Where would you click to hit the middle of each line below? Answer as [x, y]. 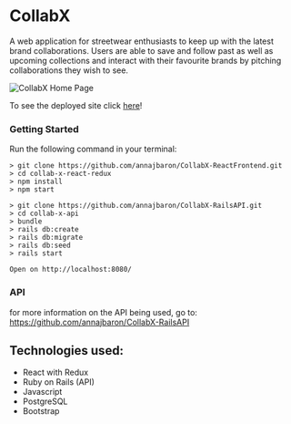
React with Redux [55, 372]
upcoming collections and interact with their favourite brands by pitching [145, 60]
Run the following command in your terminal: [93, 149]
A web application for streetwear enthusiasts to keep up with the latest [142, 41]
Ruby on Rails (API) [59, 382]
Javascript [42, 392]
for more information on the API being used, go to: [104, 312]
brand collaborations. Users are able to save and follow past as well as [141, 50]
